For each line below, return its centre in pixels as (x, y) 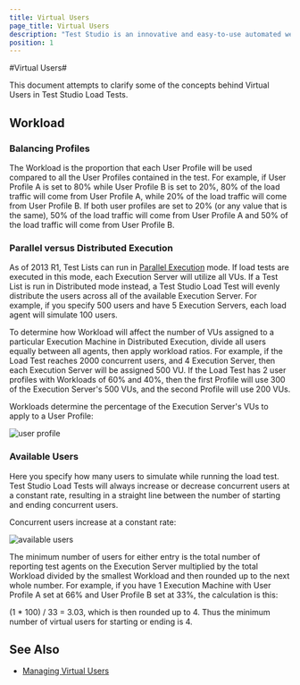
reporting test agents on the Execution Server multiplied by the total (134, 566)
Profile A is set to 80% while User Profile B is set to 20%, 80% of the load (145, 186)
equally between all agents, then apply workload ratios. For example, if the (146, 351)
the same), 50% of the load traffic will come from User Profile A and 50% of (149, 215)
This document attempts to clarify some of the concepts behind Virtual (139, 85)
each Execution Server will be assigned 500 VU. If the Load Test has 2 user (148, 370)
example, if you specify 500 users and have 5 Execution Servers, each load (148, 306)
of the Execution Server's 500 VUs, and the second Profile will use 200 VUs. (150, 389)
